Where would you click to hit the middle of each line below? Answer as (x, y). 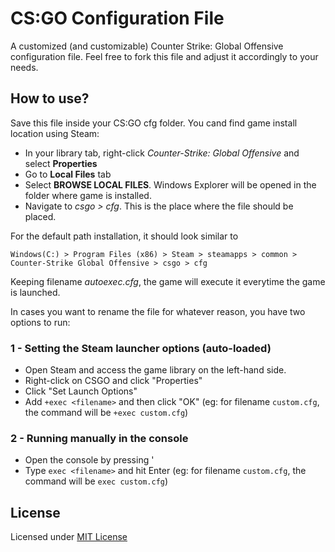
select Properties (61, 163)
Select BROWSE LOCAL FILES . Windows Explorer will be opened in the (170, 184)
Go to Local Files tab (68, 174)
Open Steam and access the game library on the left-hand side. (155, 370)
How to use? (50, 98)
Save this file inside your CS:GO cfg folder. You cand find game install (154, 123)
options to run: (40, 322)
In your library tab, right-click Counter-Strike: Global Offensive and (162, 153)
